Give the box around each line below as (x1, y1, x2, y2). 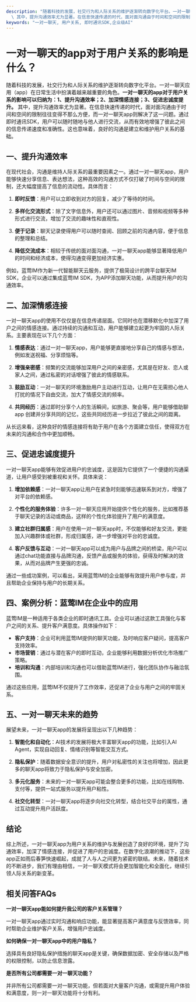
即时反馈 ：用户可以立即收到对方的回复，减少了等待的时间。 (14, 195, 158, 203)
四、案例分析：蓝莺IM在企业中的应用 (6, 598, 138, 608)
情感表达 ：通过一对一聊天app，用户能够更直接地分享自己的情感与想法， (14, 344, 188, 351)
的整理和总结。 (14, 235, 51, 242)
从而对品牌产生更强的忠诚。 (24, 560, 92, 567)
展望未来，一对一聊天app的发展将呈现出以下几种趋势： (6, 726, 138, 733)
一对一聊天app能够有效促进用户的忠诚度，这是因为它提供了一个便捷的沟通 (6, 466, 184, 473)
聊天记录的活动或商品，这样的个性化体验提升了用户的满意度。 (19, 513, 168, 520)
